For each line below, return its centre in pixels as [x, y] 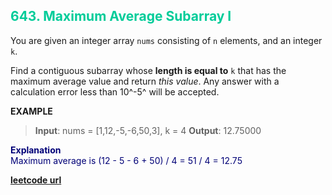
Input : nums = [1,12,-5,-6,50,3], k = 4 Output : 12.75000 [148, 130]
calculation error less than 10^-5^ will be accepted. [115, 91]
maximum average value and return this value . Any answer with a [145, 81]
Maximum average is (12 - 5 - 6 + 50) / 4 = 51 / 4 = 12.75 [126, 160]
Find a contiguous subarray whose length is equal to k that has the [148, 70]
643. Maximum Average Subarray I [121, 16]
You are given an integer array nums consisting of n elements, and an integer [166, 40]
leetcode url [36, 180]
